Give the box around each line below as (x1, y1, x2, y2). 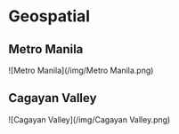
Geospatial (8, 6, 91, 27)
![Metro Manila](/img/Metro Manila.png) (8, 65, 154, 75)
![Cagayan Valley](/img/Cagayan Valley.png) (8, 114, 171, 125)
